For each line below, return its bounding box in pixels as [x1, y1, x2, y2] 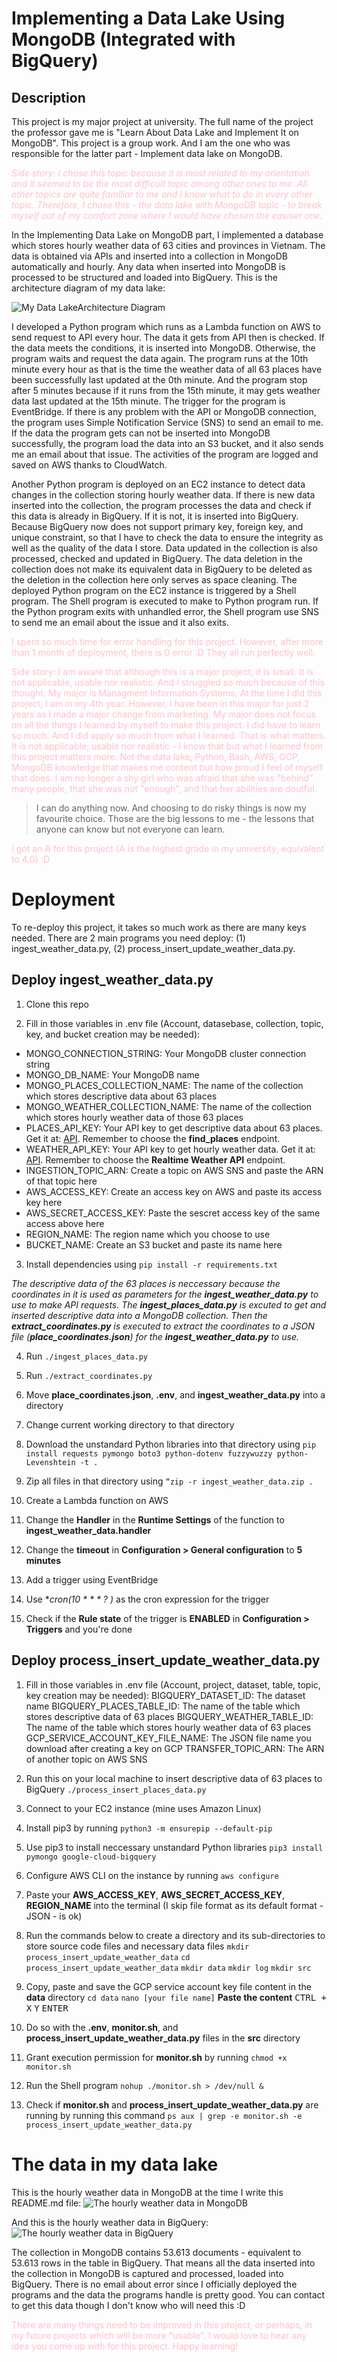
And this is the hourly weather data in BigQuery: [11, 2216, 209, 2228]
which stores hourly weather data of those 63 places [25, 1111, 244, 1123]
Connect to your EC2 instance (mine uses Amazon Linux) [25, 1802, 262, 1814]
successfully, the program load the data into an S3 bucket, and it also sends [11, 438, 324, 449]
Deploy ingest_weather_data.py [11, 972, 214, 989]
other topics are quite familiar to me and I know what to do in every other [11, 188, 313, 200]
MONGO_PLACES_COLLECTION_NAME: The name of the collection [25, 1079, 304, 1091]
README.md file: [11, 2197, 82, 2209]
